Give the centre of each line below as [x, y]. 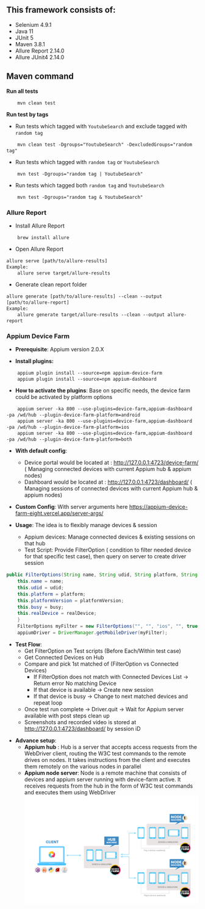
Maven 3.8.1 [30, 44]
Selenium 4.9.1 [33, 24]
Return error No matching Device [75, 683]
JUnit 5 [24, 38]
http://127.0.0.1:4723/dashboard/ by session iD [82, 728]
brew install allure [43, 237]
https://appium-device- [158, 507]
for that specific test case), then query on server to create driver [105, 556]
